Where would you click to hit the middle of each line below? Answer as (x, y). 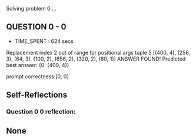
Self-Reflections (37, 95)
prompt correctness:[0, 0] (37, 76)
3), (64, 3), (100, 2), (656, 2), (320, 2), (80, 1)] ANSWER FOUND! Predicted (96, 59)
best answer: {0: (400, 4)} (38, 65)
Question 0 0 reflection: (41, 112)
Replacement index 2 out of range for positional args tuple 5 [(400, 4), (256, (98, 52)
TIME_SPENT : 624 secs (44, 41)
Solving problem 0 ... (31, 9)
